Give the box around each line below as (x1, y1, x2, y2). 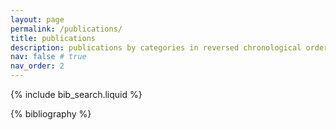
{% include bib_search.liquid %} (10, 89, 143, 100)
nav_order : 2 (10, 61, 65, 71)
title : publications (10, 33, 97, 43)
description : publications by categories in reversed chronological (10, 42, 302, 53)
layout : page (10, 14, 65, 25)
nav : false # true (10, 52, 87, 62)
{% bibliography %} (10, 108, 92, 120)
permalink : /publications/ (10, 24, 123, 34)
